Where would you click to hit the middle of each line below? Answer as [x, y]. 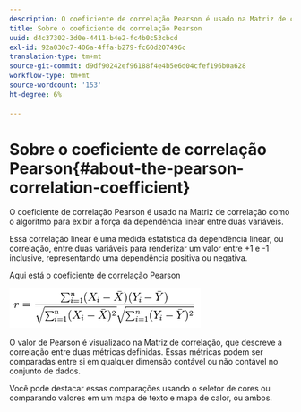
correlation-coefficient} [100, 187]
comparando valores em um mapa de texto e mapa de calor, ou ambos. [141, 398]
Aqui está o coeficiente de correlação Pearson [95, 275]
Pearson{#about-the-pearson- [127, 168]
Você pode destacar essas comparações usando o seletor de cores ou [140, 389]
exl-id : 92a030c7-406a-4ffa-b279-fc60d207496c [98, 47]
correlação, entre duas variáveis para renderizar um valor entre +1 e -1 [139, 249]
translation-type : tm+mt [56, 57]
